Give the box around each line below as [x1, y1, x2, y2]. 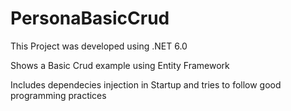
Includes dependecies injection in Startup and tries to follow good [10, 78, 282, 91]
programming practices [10, 89, 107, 101]
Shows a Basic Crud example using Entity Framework [10, 59, 230, 71]
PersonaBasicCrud [10, 7, 170, 30]
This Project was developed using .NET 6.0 [10, 40, 188, 52]
